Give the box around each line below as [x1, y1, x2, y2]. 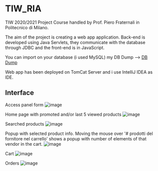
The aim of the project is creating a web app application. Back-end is [5, 34, 146, 40]
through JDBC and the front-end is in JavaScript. [5, 44, 105, 50]
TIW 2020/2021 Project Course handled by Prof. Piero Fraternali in [5, 19, 140, 25]
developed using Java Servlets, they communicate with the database [5, 39, 146, 45]
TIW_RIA [5, 3, 42, 14]
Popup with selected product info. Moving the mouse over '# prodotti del [5, 130, 153, 136]
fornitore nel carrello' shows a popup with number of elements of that [5, 135, 147, 141]
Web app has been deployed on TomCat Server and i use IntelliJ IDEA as [5, 69, 153, 75]
